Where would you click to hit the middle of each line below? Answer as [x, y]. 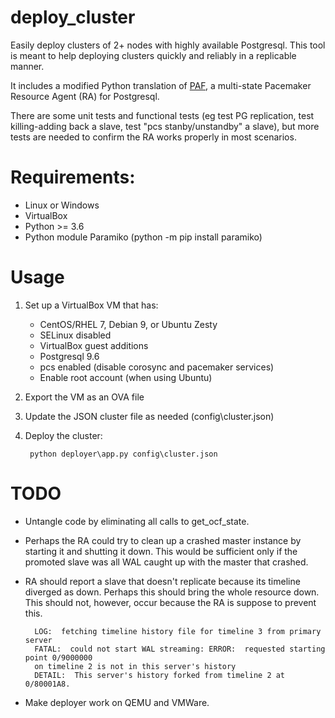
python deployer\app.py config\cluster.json [123, 454]
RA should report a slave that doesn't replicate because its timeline [162, 581]
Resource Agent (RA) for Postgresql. [85, 96]
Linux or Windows [62, 205]
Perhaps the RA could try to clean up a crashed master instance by [163, 540]
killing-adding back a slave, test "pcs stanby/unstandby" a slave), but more [165, 126]
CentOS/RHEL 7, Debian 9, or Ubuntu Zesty [128, 324]
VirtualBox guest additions [94, 345]
